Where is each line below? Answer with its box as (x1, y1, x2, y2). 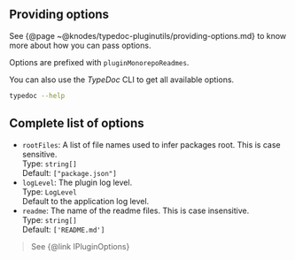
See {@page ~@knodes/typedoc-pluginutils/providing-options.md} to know (9, 30, 287, 41)
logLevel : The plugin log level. (21, 177, 133, 187)
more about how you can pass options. (9, 40, 151, 50)
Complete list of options (9, 116, 144, 131)
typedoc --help (9, 91, 66, 100)
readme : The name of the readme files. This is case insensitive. (21, 205, 250, 216)
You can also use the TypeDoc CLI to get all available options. (9, 74, 235, 85)
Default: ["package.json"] (21, 167, 117, 178)
